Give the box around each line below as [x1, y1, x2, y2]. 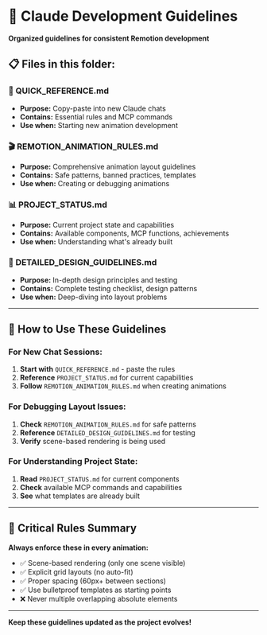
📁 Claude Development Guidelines [8, 7, 238, 25]
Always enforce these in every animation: [8, 543, 149, 552]
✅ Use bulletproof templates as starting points [19, 585, 172, 594]
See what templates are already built [19, 491, 141, 501]
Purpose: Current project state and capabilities [19, 220, 175, 230]
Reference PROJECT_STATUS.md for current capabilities [19, 373, 194, 383]
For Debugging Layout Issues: [8, 401, 126, 412]
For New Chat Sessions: [8, 346, 103, 357]
